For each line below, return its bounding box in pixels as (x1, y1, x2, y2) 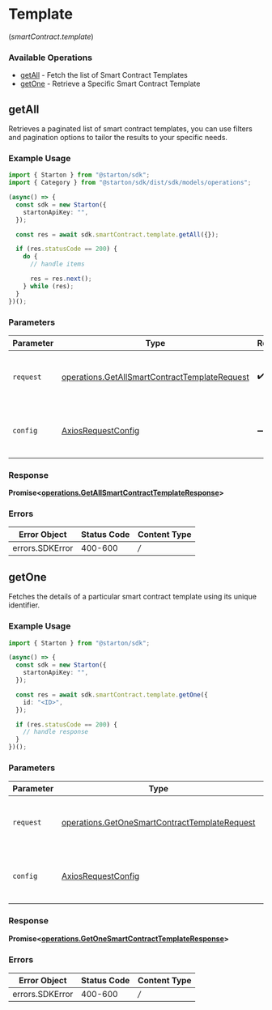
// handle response (23, 728, 89, 736)
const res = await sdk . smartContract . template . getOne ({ (15, 690, 208, 699)
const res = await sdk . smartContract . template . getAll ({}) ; (15, 230, 219, 239)
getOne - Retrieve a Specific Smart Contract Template (19, 79, 201, 89)
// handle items (29, 260, 85, 268)
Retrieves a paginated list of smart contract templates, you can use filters (8, 124, 253, 134)
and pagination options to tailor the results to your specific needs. (8, 133, 228, 143)
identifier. (8, 600, 40, 610)
